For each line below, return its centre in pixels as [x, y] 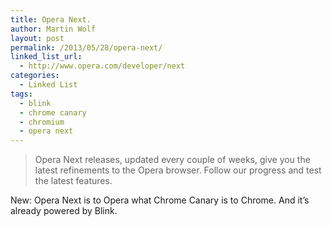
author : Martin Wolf [53, 29]
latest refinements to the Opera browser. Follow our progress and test [178, 170]
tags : [21, 94]
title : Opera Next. [51, 19]
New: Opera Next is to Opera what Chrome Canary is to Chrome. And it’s [160, 200]
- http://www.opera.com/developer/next [102, 66]
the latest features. [73, 181]
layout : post [37, 38]
